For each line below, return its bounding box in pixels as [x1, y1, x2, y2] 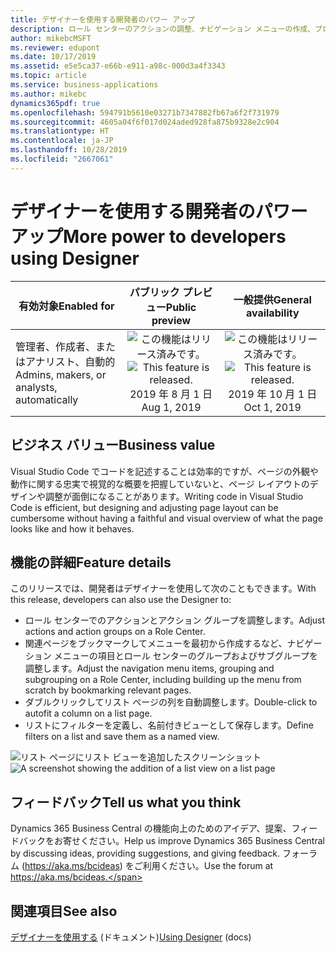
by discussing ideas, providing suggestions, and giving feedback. [10, 847, 280, 860]
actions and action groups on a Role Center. [24, 626, 206, 638]
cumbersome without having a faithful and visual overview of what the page [10, 512, 323, 524]
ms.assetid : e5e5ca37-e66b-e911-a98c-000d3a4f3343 [10, 61, 226, 71]
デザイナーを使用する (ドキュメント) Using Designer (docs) [10, 931, 252, 943]
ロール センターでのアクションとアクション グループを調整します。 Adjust [24, 614, 326, 626]
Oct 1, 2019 [243, 400, 302, 414]
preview [151, 313, 192, 327]
